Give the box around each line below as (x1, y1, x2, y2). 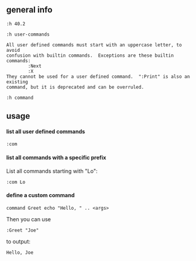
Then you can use (6, 215, 51, 222)
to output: (6, 237, 31, 245)
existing (6, 78, 28, 85)
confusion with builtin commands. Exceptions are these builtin (6, 52, 174, 58)
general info (6, 5, 53, 15)
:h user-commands (6, 31, 50, 37)
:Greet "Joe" (6, 227, 39, 233)
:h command (6, 95, 34, 101)
